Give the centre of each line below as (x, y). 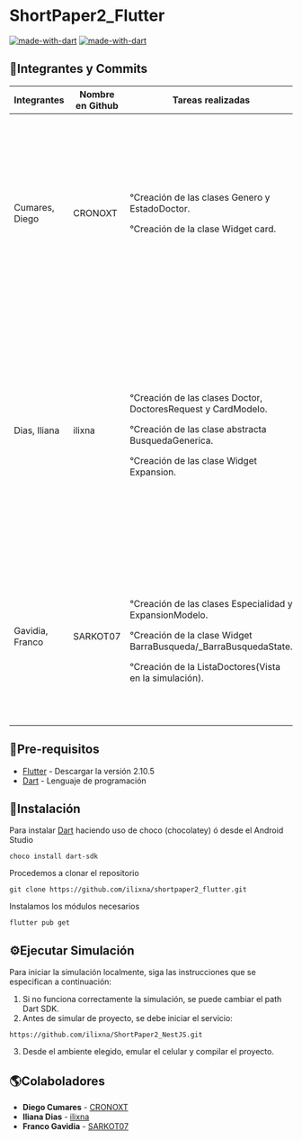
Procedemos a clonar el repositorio (74, 873)
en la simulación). (167, 678)
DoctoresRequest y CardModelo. (199, 409)
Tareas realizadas (211, 100)
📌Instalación (45, 808)
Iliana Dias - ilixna (56, 1117)
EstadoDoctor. (160, 208)
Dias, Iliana (37, 430)
